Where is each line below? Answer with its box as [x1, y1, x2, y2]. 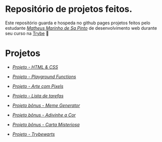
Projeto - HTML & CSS [12, 64, 58, 70]
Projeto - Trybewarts [12, 131, 55, 137]
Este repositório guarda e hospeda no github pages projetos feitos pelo [5, 20, 151, 26]
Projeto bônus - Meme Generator [12, 102, 80, 108]
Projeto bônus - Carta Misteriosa [12, 121, 80, 127]
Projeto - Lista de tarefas [12, 93, 64, 98]
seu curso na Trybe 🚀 [5, 30, 49, 36]
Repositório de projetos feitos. [5, 3, 133, 15]
